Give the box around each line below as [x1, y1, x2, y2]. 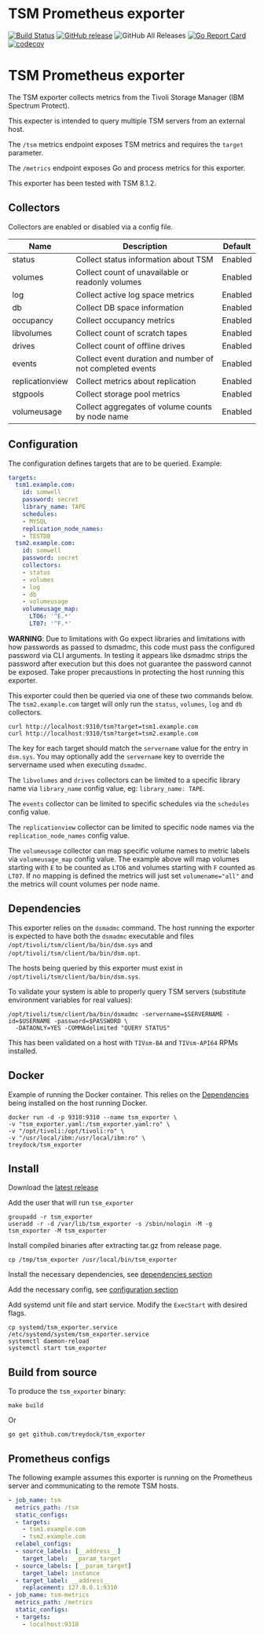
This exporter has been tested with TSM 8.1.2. [8, 178, 157, 188]
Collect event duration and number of [75, 353, 214, 364]
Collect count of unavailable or [75, 266, 189, 277]
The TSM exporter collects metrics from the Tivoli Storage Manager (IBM [8, 92, 244, 102]
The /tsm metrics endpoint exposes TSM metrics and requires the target [8, 139, 244, 149]
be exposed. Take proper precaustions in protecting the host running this [8, 667, 245, 676]
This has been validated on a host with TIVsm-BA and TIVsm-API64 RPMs [8, 1037, 238, 1047]
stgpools [12, 388, 45, 399]
